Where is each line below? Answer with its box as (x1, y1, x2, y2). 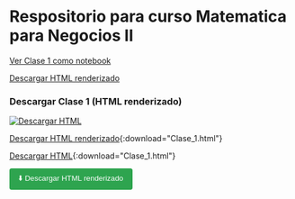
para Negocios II (9, 25, 134, 46)
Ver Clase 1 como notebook (9, 55, 112, 66)
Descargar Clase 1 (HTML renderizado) (9, 95, 183, 107)
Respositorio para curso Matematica (9, 6, 288, 27)
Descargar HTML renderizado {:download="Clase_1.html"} (9, 133, 223, 144)
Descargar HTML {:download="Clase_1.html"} (9, 150, 176, 161)
